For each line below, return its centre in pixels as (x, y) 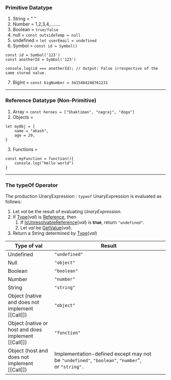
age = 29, (25, 135)
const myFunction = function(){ (39, 159)
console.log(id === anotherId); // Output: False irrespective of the (82, 69)
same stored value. (26, 73)
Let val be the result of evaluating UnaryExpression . (67, 211)
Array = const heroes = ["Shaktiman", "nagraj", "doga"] (74, 112)
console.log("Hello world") (44, 163)
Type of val (28, 245)
